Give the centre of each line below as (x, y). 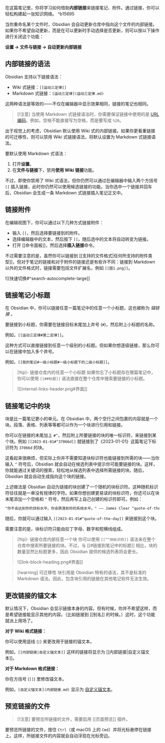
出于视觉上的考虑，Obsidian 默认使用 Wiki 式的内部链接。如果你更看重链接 (80, 131)
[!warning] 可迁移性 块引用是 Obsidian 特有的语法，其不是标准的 (82, 573)
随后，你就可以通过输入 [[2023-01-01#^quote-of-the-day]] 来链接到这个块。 (82, 519)
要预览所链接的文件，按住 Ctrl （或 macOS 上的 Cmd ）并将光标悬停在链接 (78, 729)
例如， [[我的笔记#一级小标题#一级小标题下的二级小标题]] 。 (59, 362)
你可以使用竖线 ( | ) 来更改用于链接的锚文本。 (50, 641)
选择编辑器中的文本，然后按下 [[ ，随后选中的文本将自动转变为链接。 (82, 239)
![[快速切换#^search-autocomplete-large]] (48, 278)
